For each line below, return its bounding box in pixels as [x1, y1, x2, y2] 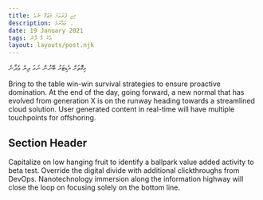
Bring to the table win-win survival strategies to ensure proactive [8, 79, 221, 88]
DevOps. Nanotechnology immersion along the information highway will [8, 174, 244, 183]
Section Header [8, 136, 88, 150]
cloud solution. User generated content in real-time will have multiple [8, 104, 235, 114]
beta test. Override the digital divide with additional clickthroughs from [8, 165, 240, 175]
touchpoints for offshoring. [8, 113, 96, 123]
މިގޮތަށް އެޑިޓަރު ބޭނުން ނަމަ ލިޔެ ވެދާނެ [8, 63, 86, 73]
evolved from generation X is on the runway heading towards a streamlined [8, 96, 255, 106]
